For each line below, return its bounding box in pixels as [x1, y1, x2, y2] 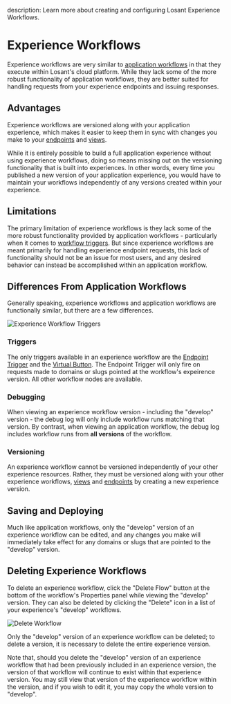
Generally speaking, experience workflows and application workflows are [7, 299, 216, 307]
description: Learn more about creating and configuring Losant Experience [7, 6, 221, 14]
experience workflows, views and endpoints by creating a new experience [7, 477, 219, 486]
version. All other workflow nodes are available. [7, 375, 143, 383]
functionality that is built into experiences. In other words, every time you [7, 163, 216, 172]
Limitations [7, 205, 57, 217]
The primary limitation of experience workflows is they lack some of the [7, 224, 212, 232]
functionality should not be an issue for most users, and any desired [7, 253, 201, 261]
